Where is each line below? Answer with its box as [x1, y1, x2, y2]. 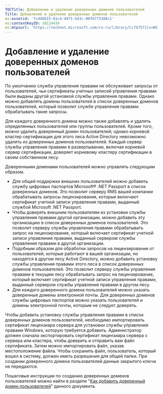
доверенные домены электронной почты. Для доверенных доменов [12, 292, 155, 298]
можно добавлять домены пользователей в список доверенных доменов [5, 98, 159, 105]
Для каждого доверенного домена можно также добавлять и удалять [5, 118, 151, 124]
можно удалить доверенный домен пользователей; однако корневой [5, 128, 150, 134]
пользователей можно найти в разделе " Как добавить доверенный [5, 378, 145, 384]
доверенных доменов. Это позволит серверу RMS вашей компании [12, 189, 153, 195]
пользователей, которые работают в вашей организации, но [12, 251, 138, 257]
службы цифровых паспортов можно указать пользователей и [12, 297, 143, 303]
